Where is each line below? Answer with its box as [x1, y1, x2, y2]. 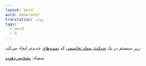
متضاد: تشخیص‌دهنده [5, 55, 44, 61]
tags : [5, 21, 17, 27]
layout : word [5, 7, 33, 13]
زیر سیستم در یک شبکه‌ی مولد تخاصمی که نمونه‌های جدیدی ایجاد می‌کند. [5, 45, 141, 51]
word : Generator [5, 12, 40, 17]
